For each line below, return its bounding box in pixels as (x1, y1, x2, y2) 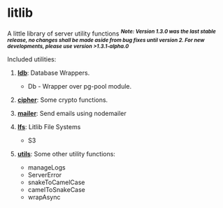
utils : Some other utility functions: (17, 149, 115, 158)
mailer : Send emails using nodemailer (17, 109, 127, 117)
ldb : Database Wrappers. (17, 68, 90, 77)
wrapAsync (27, 193, 61, 201)
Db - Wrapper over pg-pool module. (27, 82, 132, 90)
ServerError (27, 170, 62, 179)
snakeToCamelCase (27, 178, 85, 186)
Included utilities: (7, 54, 57, 64)
